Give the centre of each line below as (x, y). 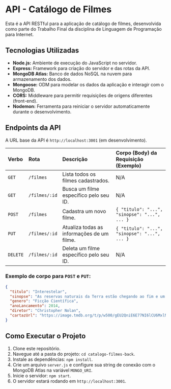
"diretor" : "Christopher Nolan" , (45, 311)
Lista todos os (79, 174)
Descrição (75, 159)
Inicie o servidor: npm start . (42, 375)
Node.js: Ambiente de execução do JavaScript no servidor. (75, 63)
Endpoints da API (33, 128)
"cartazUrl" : (24, 315)
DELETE (16, 255)
